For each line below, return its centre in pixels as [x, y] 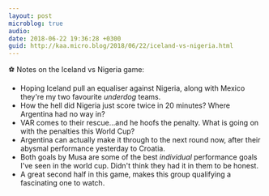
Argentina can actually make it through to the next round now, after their [140, 140]
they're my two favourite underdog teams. [90, 97]
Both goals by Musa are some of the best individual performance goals [139, 157]
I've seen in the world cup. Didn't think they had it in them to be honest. [139, 166]
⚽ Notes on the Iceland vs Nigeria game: [76, 70]
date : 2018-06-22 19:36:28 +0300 [65, 38]
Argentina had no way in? [62, 114]
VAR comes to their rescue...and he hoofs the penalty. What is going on [139, 123]
